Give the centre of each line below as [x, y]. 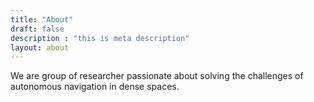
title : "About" [42, 19]
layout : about [40, 47]
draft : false [37, 29]
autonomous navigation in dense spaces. [95, 87]
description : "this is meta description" [100, 38]
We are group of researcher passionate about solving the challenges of [157, 76]
